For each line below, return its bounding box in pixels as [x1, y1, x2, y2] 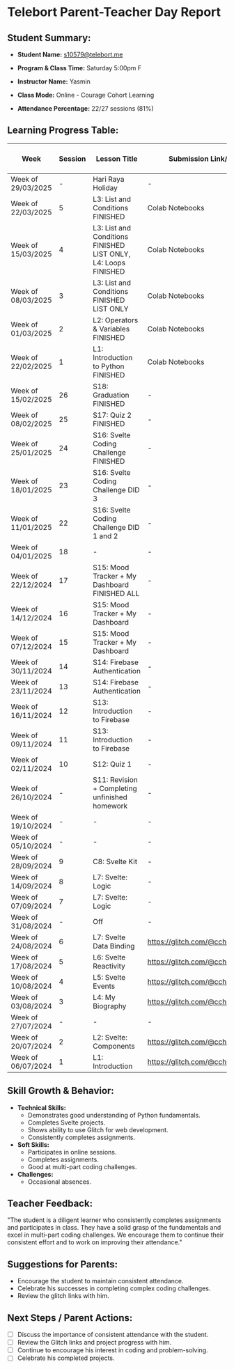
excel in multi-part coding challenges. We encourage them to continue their [7, 1230, 224, 1239]
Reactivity [93, 961, 125, 971]
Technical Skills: [17, 1103, 66, 1111]
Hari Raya [93, 174, 125, 184]
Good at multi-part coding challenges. [27, 1162, 137, 1171]
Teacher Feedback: [7, 1198, 93, 1210]
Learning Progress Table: [7, 125, 119, 136]
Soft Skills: [17, 1140, 50, 1149]
